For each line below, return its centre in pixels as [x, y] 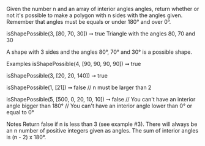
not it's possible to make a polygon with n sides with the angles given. [95, 15]
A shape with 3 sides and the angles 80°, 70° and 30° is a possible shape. [99, 52]
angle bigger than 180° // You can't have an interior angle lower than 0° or [99, 106]
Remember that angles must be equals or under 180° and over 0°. [89, 22]
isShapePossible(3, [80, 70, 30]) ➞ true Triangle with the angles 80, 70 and [101, 34]
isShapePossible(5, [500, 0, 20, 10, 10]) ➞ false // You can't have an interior [101, 99]
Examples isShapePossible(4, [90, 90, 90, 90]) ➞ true [74, 64]
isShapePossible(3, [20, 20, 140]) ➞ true [57, 75]
